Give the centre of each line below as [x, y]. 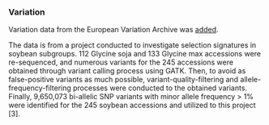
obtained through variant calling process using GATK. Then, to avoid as [127, 71]
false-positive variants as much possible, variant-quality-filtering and [124, 80]
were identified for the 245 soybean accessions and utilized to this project [132, 105]
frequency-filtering [40, 88]
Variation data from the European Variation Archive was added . [113, 30]
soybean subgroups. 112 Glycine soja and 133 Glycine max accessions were [135, 54]
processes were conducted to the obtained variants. [160, 88]
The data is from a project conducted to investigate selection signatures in [132, 45]
